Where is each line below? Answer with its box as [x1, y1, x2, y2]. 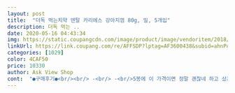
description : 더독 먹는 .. [7, 23, 80, 30]
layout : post [7, 10, 45, 17]
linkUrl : [7, 43, 33, 50]
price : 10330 [7, 62, 45, 69]
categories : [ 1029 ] [7, 50, 64, 57]
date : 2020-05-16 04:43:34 [7, 29, 86, 37]
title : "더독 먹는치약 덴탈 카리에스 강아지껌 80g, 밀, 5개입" [7, 17, 171, 24]
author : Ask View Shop [7, 69, 73, 76]
